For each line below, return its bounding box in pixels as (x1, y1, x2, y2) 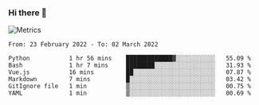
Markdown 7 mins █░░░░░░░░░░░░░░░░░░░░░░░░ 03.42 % (8, 76, 251, 84)
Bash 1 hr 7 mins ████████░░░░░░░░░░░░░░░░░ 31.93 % (8, 61, 251, 70)
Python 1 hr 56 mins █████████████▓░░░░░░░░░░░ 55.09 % (8, 55, 251, 63)
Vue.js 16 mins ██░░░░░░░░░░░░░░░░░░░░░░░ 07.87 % (8, 68, 251, 76)
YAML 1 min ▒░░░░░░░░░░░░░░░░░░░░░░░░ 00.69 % (8, 89, 251, 98)
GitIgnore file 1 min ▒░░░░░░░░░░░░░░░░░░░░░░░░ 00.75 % (8, 83, 251, 91)
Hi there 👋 (8, 7, 48, 18)
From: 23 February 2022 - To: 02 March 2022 (8, 41, 159, 49)
